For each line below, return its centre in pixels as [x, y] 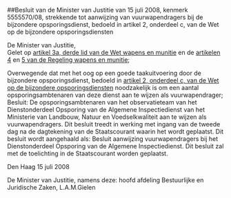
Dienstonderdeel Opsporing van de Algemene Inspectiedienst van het [106, 110]
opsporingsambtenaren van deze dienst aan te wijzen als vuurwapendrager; [115, 95]
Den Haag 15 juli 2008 [39, 167]
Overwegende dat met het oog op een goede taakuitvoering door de [104, 73]
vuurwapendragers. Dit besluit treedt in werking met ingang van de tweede [114, 124]
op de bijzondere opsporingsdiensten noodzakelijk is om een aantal [103, 88]
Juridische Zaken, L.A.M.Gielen [51, 187]
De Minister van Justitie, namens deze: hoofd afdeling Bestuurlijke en [106, 180]
